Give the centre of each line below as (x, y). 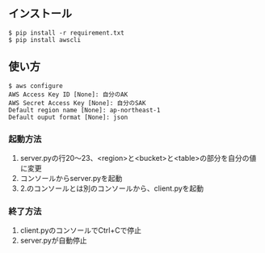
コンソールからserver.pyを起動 (71, 178)
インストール (40, 14)
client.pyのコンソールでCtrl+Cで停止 (80, 230)
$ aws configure (36, 86)
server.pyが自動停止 (53, 241)
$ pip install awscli (45, 40)
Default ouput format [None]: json (68, 117)
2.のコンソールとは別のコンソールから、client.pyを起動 (112, 188)
